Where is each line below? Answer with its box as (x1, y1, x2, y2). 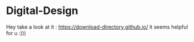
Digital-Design (6, 4, 78, 17)
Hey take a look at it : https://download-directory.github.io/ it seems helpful (6, 23, 188, 30)
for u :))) (6, 29, 26, 36)
